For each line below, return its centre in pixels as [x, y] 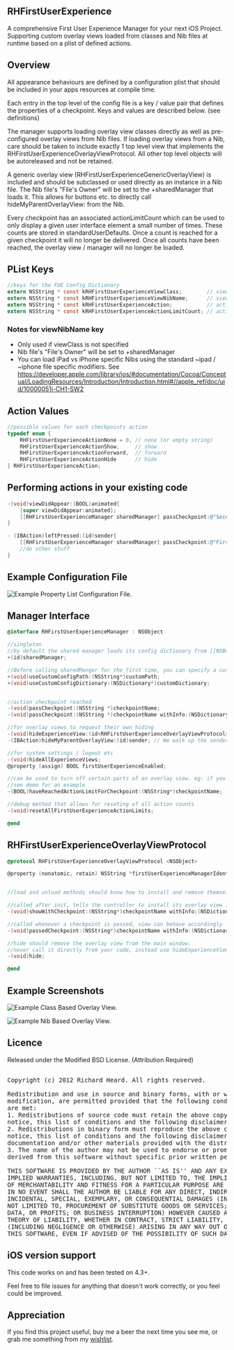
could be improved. [35, 1293]
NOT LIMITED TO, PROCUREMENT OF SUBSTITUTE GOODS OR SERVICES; [117, 1205]
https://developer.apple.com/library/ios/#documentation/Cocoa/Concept [122, 374]
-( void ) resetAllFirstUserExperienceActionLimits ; [81, 810]
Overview [29, 65]
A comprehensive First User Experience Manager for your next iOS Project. [115, 28]
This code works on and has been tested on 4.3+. [78, 1272]
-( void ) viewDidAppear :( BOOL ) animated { [63, 504]
